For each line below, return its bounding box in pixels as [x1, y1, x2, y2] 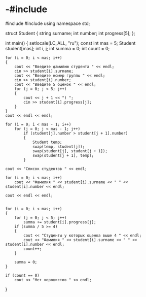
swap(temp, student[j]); [32, 144, 85, 149]
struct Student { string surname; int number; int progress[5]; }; [5, 30, 135, 36]
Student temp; [32, 140, 62, 145]
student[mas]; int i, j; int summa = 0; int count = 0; [5, 45, 110, 51]
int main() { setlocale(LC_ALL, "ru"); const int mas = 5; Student [5, 40, 136, 46]
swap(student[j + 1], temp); [32, 153, 94, 158]
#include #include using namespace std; [5, 20, 90, 26]
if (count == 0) [5, 273, 40, 278]
